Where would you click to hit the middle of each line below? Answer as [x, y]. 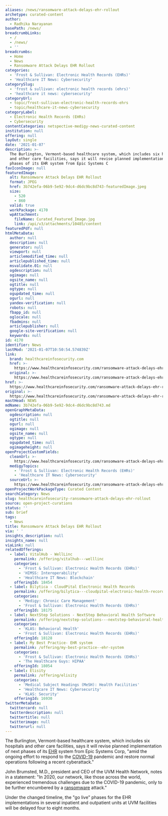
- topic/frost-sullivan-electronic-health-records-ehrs [69, 103]
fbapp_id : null [25, 312]
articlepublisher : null [34, 326]
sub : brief [16, 513]
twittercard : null [29, 708]
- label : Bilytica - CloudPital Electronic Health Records [72, 587]
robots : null [23, 308]
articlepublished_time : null [40, 261]
